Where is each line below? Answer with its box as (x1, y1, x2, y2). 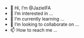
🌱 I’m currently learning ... (10, 16, 65, 22)
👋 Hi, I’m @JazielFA (10, 5, 51, 11)
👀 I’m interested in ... (10, 10, 53, 16)
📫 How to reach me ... (10, 27, 58, 33)
